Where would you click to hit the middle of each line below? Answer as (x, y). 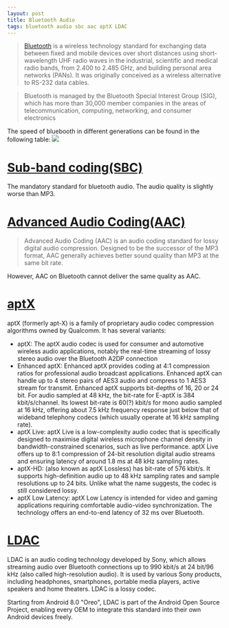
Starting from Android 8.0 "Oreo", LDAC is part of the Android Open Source (113, 602)
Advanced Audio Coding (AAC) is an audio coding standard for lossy (121, 241)
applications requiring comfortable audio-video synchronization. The (115, 505)
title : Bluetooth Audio (41, 20)
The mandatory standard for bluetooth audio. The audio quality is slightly (110, 186)
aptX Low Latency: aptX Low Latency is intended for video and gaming (117, 498)
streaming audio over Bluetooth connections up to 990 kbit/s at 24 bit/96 (111, 567)
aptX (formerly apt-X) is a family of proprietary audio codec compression (111, 323)
